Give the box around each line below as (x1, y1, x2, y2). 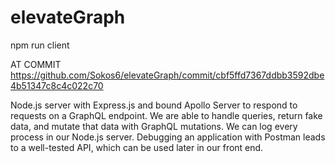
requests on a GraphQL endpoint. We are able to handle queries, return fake (10, 109, 323, 121)
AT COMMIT (10, 58, 62, 70)
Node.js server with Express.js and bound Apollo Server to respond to (10, 99, 298, 111)
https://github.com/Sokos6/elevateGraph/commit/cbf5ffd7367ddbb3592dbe (10, 69, 325, 81)
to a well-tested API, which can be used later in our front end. (10, 141, 264, 153)
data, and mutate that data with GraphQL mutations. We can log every (10, 120, 298, 132)
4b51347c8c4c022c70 (10, 79, 104, 91)
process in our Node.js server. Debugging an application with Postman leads (10, 131, 326, 143)
